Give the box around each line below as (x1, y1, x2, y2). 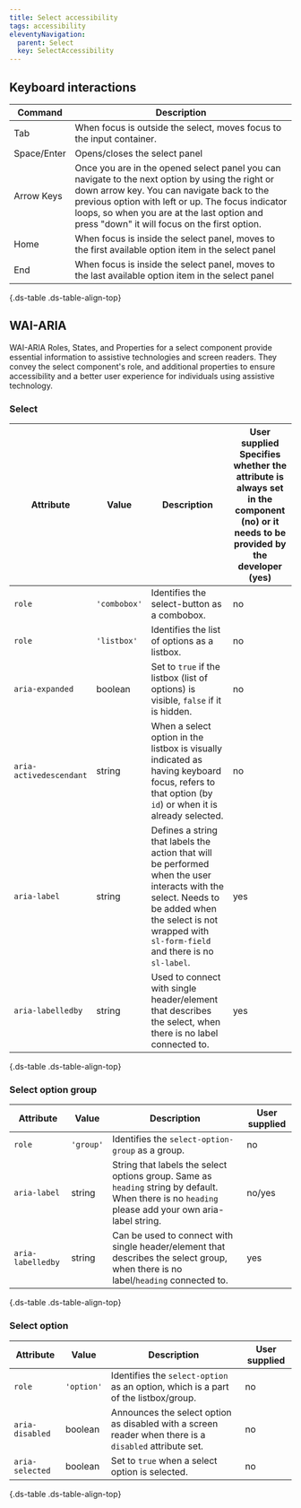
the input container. (74, 132, 157, 144)
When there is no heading (111, 1192, 219, 1205)
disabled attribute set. (110, 1440, 204, 1452)
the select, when (150, 1016, 221, 1028)
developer (237, 560, 282, 573)
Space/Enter (13, 147, 66, 160)
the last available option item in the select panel (74, 269, 275, 282)
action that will (150, 846, 212, 859)
